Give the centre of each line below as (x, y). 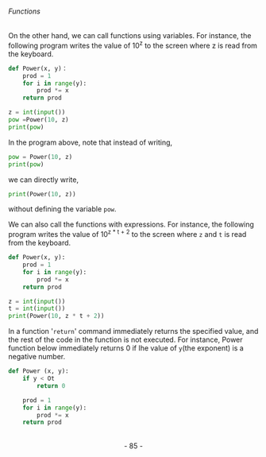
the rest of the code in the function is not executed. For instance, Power (126, 340)
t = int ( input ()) (37, 309)
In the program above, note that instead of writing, (91, 142)
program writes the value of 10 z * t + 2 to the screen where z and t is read (127, 234)
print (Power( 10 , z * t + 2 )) (56, 316)
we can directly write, (44, 180)
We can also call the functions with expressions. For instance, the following (131, 225)
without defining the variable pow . (62, 209)
